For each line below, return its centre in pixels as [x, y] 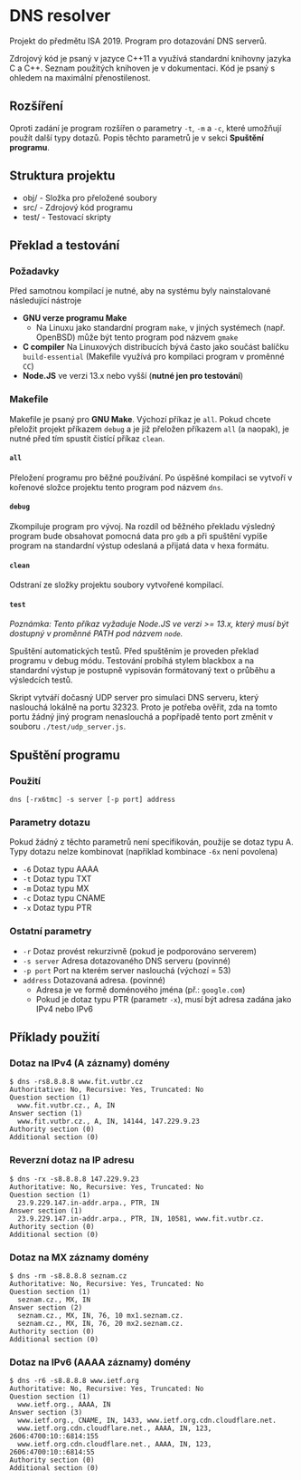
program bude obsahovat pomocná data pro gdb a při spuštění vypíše [139, 536]
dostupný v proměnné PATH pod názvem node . [96, 634]
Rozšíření [36, 106]
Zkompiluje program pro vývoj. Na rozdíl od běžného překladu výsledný [142, 526]
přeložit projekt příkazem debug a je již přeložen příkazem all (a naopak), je [149, 429]
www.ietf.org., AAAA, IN [64, 1405]
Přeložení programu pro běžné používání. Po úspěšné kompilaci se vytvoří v [151, 478]
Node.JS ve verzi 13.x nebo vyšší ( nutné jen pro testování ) [133, 376]
